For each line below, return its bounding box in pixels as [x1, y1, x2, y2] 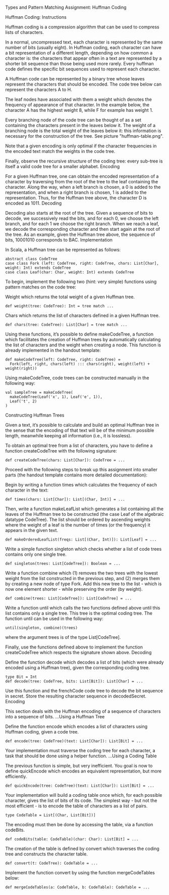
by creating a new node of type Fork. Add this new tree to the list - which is [5, 581, 162, 587]
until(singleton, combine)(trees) [5, 625, 78, 630]
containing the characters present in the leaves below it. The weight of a [5, 123, 156, 128]
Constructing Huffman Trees [5, 412, 65, 418]
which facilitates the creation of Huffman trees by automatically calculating [5, 337, 161, 342]
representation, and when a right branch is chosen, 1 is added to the [5, 189, 147, 195]
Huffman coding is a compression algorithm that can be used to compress [5, 24, 160, 30]
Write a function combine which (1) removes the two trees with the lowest [5, 570, 158, 576]
